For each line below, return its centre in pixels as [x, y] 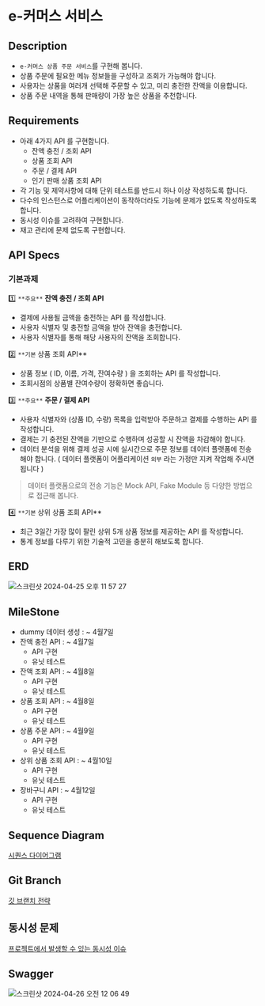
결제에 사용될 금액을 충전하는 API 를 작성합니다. [93, 317]
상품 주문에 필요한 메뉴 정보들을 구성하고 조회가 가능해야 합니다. [117, 76]
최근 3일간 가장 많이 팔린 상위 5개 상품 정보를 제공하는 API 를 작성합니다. [131, 531]
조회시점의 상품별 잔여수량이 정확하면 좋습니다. [92, 383]
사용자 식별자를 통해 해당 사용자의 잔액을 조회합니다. [100, 337]
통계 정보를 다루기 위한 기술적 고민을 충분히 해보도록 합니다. [112, 541]
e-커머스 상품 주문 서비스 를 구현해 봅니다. [81, 66]
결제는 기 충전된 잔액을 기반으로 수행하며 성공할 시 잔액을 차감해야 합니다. [132, 439]
